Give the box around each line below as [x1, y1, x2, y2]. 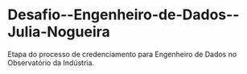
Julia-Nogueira [7, 23, 110, 41]
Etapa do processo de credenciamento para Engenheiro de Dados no [7, 49, 237, 59]
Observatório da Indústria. [7, 58, 94, 68]
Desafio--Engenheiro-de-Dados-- [7, 6, 240, 24]
